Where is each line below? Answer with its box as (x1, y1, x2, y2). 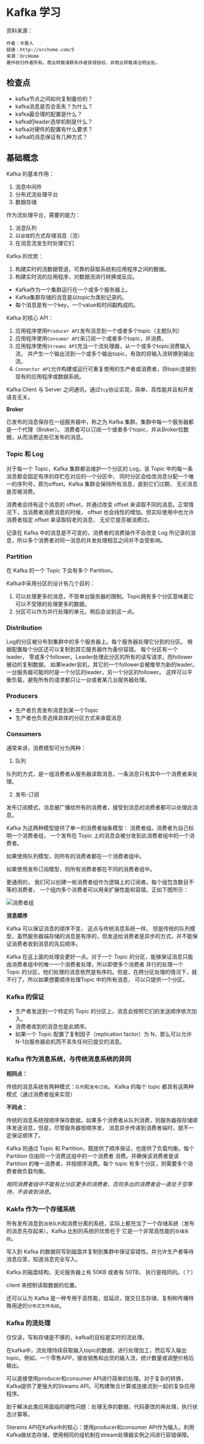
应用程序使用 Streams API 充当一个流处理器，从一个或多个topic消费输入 (15, 342, 191, 349)
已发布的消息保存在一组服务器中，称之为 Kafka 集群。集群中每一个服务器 (6, 418, 189, 425)
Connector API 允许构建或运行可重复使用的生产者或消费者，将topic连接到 (15, 365, 196, 372)
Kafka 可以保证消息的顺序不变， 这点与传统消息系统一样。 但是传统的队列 (6, 925, 190, 933)
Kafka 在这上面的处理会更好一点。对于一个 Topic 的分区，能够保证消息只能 (6, 953, 194, 961)
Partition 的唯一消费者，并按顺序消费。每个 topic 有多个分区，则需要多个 (6, 1159, 188, 1167)
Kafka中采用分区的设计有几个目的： (6, 580, 95, 587)
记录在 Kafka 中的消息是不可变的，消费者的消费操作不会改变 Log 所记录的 (6, 528, 191, 536)
